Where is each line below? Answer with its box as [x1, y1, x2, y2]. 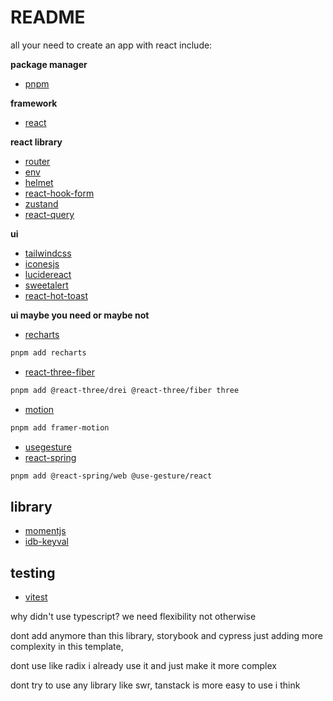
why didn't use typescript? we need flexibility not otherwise [10, 611, 257, 623]
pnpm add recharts [10, 347, 87, 358]
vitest [24, 591, 48, 603]
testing [10, 564, 56, 581]
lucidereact [24, 268, 72, 280]
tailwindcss [24, 247, 72, 259]
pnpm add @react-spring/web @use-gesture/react [10, 471, 213, 481]
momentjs [24, 525, 67, 537]
